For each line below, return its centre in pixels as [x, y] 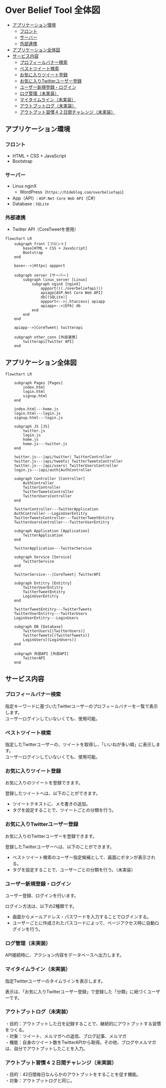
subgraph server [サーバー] [41, 276]
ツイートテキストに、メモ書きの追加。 [51, 804]
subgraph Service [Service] [43, 557]
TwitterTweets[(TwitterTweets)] [56, 636]
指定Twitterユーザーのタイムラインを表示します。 [55, 981]
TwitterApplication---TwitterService [53, 548]
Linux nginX [25, 186]
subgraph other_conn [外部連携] [46, 337]
